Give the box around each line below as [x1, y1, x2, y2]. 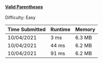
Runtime [50, 26, 71, 33]
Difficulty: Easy [5, 15, 36, 20]
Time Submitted [7, 26, 46, 33]
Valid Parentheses [5, 4, 43, 10]
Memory [75, 26, 96, 33]
